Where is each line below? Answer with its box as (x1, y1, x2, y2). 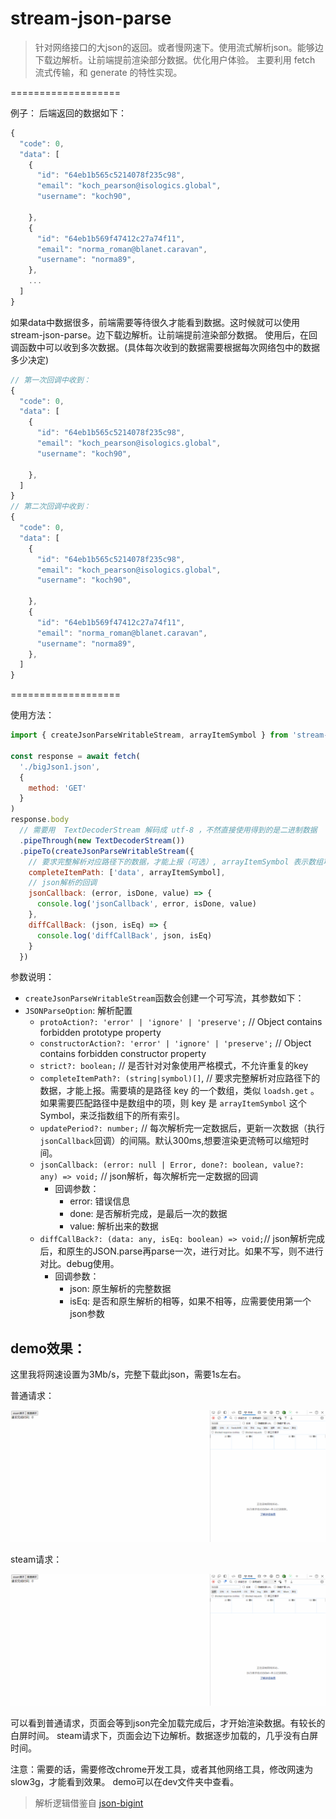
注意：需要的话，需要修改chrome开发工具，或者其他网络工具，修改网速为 (10, 1763, 314, 1775)
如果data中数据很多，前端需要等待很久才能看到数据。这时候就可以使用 (10, 316, 300, 328)
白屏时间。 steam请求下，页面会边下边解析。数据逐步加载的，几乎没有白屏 (10, 1729, 319, 1741)
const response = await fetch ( (10, 751, 141, 761)
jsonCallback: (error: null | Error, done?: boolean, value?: (39, 1160, 305, 1171)
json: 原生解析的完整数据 (69, 1283, 172, 1295)
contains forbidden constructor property (39, 1048, 207, 1060)
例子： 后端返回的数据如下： (10, 107, 127, 119)
